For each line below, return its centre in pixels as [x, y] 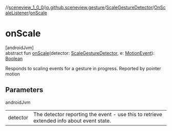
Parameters [24, 90]
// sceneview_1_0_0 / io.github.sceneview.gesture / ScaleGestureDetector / [80, 7]
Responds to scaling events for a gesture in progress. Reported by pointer [83, 68]
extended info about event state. [72, 121]
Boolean [14, 58]
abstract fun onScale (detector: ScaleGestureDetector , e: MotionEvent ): [80, 53]
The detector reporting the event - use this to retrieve [98, 114]
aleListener [17, 13]
